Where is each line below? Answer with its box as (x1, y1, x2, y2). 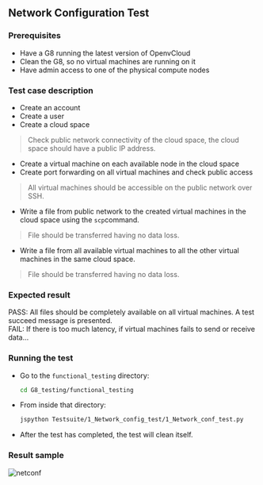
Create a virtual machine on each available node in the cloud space (19, 159, 240, 168)
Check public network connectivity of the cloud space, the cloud (27, 135, 239, 144)
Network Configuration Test (8, 6, 150, 20)
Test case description (8, 85, 93, 96)
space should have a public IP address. (27, 143, 156, 153)
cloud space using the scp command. (19, 214, 140, 225)
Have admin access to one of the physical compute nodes (19, 65, 210, 75)
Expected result (8, 289, 71, 300)
